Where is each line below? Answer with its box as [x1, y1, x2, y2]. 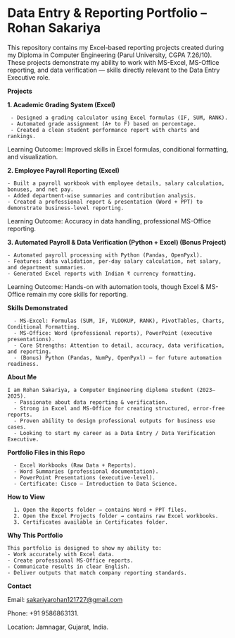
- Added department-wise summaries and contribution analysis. [7, 192, 197, 199]
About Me [7, 372, 37, 381]
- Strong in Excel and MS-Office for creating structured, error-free [13, 405, 225, 412]
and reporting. [7, 348, 52, 355]
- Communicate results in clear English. [7, 563, 131, 570]
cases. [7, 423, 27, 431]
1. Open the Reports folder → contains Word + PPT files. [13, 506, 188, 513]
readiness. [7, 360, 39, 367]
